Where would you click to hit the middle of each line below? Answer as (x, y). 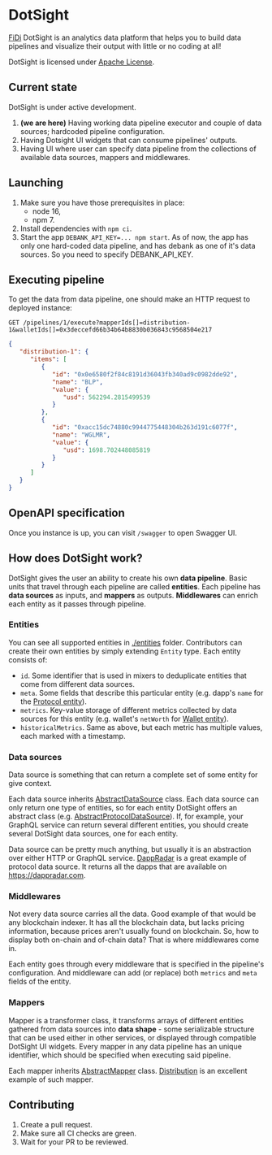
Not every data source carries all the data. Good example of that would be (132, 914)
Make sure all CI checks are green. (78, 1133)
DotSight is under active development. (72, 106)
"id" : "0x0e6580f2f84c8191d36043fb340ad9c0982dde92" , (145, 374)
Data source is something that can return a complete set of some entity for (133, 775)
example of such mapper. (51, 1079)
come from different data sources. (78, 684)
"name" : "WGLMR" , (81, 435)
